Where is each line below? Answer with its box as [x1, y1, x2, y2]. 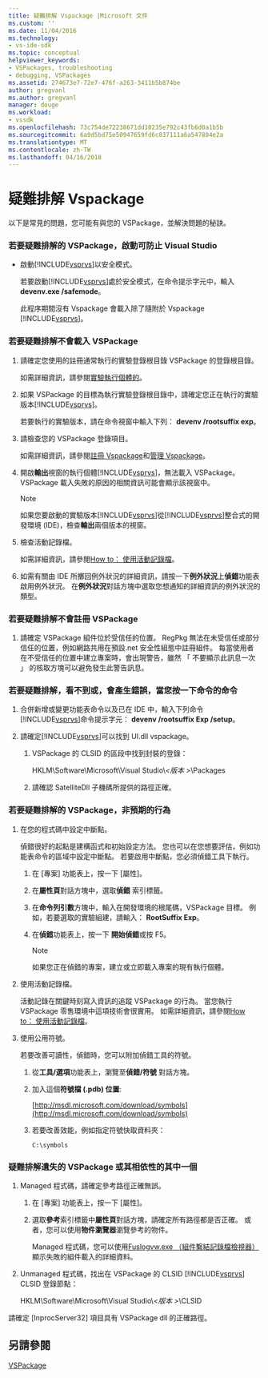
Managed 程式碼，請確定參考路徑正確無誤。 [19, 1180, 166, 1190]
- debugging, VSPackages [8, 71, 91, 79]
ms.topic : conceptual [8, 49, 81, 57]
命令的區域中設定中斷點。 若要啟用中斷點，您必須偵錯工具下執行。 [34, 851, 254, 861]
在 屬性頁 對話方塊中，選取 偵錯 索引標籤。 [31, 886, 168, 895]
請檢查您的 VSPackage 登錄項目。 [19, 433, 133, 443]
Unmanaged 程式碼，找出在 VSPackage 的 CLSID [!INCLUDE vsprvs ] [19, 1268, 246, 1278]
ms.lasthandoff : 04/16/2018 [8, 153, 102, 161]
